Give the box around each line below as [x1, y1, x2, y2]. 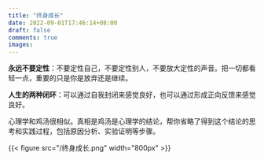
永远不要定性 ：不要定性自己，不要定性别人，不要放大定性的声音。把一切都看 [8, 64, 256, 73]
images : [8, 41, 34, 49]
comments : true [8, 33, 58, 42]
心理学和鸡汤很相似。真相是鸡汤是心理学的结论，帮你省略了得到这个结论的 [8, 117, 249, 126]
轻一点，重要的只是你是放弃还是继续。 [8, 73, 132, 83]
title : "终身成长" [8, 11, 64, 20]
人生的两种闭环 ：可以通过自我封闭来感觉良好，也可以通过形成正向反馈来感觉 [8, 90, 256, 99]
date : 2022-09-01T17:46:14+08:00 [8, 19, 118, 27]
